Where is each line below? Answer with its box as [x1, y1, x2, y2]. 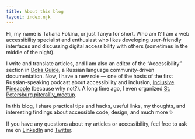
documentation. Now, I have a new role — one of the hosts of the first [6, 72, 173, 79]
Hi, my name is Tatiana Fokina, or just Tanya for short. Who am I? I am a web [6, 30, 190, 37]
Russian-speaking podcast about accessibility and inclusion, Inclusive [6, 78, 175, 85]
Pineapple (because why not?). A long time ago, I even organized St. [6, 85, 171, 92]
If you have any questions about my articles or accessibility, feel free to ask [6, 120, 187, 127]
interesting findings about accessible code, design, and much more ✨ [6, 109, 174, 116]
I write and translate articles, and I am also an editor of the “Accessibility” [6, 60, 182, 67]
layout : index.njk [6, 14, 51, 20]
